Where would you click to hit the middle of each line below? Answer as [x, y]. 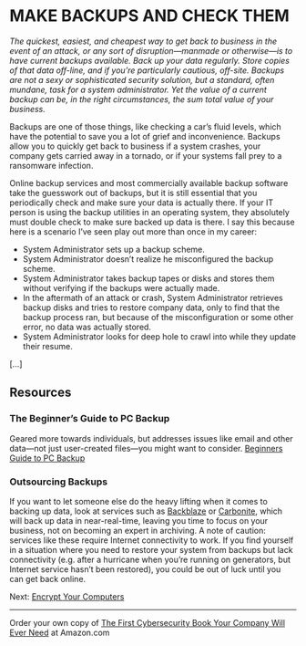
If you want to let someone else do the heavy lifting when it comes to [139, 501]
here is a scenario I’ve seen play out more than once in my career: [133, 231]
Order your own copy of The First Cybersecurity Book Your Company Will [147, 622]
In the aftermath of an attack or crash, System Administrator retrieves [153, 297]
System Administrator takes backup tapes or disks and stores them [148, 278]
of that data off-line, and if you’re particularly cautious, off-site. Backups [147, 70]
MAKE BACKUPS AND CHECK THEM [149, 16]
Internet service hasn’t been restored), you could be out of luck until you [145, 569]
